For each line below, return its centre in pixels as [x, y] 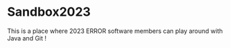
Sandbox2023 [49, 12]
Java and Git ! [27, 38]
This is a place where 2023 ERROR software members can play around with [115, 31]
